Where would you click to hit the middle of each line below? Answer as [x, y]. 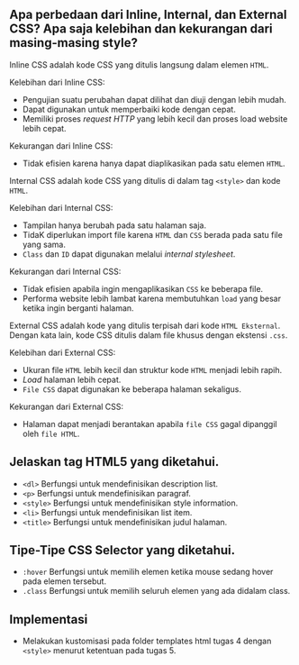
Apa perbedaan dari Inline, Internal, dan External [148, 15]
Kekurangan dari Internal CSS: [65, 271]
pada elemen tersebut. [64, 581]
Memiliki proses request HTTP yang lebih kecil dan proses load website [155, 118]
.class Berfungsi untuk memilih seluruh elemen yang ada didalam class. [156, 591]
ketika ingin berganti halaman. [78, 308]
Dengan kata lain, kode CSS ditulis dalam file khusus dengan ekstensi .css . [149, 335]
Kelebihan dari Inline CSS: [57, 82]
